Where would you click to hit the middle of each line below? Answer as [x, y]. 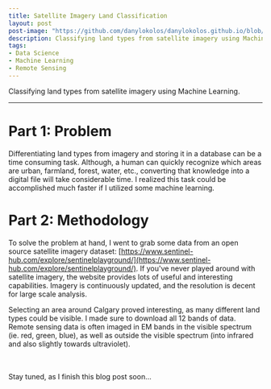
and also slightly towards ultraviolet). [69, 344]
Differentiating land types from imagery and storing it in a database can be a [135, 153]
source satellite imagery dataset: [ [65, 251]
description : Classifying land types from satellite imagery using [124, 38]
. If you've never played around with [196, 268]
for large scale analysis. [48, 294]
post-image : [28, 31]
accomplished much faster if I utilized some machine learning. [112, 188]
